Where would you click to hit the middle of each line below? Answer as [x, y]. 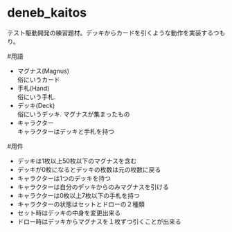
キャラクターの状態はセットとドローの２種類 [81, 204]
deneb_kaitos [47, 13]
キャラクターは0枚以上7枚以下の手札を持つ [78, 195]
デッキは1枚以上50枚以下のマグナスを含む [77, 161]
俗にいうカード [38, 79]
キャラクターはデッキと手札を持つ [66, 131]
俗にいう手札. [36, 97]
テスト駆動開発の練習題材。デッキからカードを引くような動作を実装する [110, 33]
